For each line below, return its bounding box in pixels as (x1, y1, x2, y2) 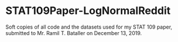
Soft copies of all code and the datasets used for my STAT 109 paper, (5, 23, 173, 30)
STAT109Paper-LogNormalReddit (5, 4, 171, 17)
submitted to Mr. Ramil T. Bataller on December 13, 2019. (5, 29, 142, 36)
